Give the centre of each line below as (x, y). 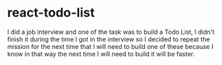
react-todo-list (51, 13)
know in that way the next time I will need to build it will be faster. (101, 54)
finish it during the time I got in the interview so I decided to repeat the (109, 39)
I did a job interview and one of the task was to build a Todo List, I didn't (111, 32)
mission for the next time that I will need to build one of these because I (110, 46)
